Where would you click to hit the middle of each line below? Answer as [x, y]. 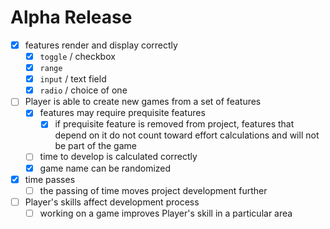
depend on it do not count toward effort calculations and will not [187, 135]
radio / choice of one [83, 90]
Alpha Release [71, 17]
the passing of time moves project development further [153, 190]
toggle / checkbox [77, 56]
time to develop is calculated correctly [118, 157]
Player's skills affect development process [112, 202]
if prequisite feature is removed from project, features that [174, 124]
